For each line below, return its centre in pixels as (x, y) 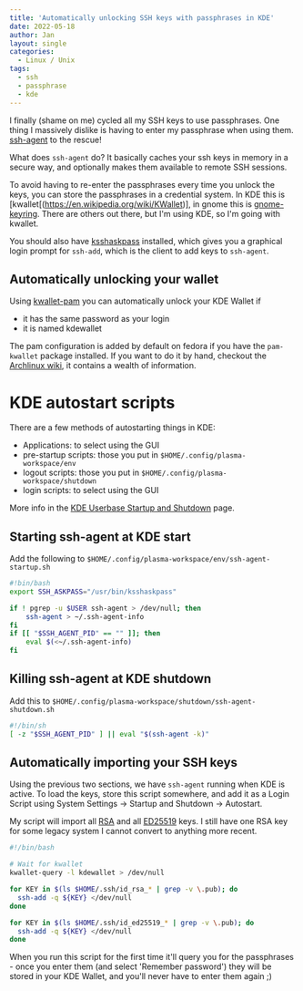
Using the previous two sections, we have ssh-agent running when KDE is (147, 784)
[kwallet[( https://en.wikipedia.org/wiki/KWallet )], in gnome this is (131, 204)
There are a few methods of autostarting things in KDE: (112, 428)
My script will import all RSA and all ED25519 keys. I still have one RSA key (149, 821)
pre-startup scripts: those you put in (91, 455)
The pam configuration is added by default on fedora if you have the (137, 346)
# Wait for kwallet (46, 864)
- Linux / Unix (46, 60)
